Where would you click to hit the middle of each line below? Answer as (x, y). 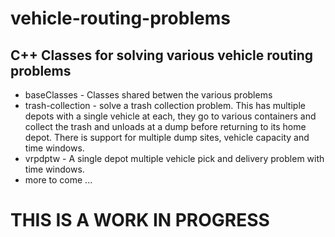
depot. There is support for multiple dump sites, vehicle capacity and (167, 137)
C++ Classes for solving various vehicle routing (161, 55)
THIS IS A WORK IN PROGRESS (140, 220)
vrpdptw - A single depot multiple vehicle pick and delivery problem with (174, 158)
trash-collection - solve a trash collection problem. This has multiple (165, 105)
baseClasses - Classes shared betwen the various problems (148, 95)
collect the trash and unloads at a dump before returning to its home (165, 126)
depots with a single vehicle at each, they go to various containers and (170, 116)
